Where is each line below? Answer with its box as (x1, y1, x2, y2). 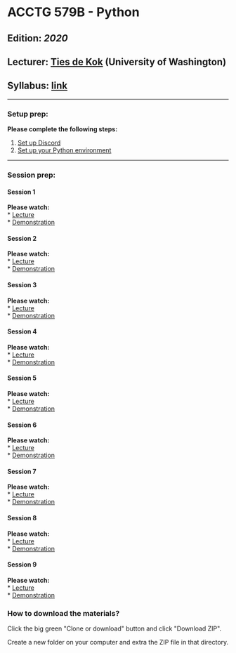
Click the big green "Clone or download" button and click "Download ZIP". (7, 624, 222, 633)
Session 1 (7, 187, 36, 196)
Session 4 (7, 327, 37, 336)
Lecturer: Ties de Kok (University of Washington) (7, 55, 227, 67)
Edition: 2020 (7, 32, 68, 44)
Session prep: (7, 170, 56, 180)
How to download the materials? (7, 608, 120, 618)
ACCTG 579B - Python (7, 4, 140, 20)
